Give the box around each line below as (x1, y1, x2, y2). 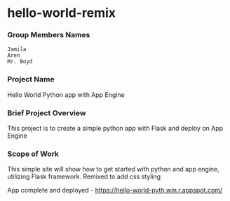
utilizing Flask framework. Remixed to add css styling (7, 172, 161, 181)
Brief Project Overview (7, 108, 86, 117)
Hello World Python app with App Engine (7, 90, 125, 99)
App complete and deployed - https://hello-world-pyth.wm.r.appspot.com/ (7, 186, 223, 195)
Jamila (7, 46, 27, 53)
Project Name (7, 74, 55, 84)
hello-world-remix (7, 5, 116, 21)
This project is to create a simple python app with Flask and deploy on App (7, 124, 223, 133)
